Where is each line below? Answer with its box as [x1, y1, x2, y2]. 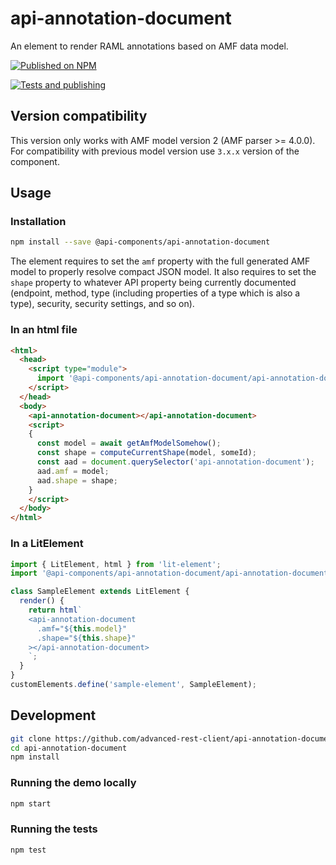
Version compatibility [10, 108, 148, 125]
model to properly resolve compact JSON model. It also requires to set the [10, 266, 317, 278]
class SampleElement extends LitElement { [10, 587, 190, 597]
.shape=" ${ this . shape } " [36, 633, 137, 643]
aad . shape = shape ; [36, 475, 118, 486]
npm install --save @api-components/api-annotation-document [10, 237, 271, 247]
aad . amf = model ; [36, 466, 110, 476]
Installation [10, 215, 67, 229]
